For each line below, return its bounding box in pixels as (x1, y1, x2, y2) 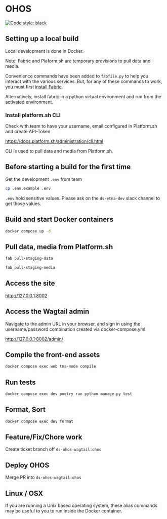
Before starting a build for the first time (5, 163, 131, 171)
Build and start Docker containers (5, 215, 114, 224)
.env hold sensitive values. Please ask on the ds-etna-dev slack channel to (5, 195, 160, 201)
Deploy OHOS (5, 461, 50, 469)
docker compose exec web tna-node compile (5, 364, 96, 369)
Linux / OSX (5, 489, 44, 498)
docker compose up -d (5, 228, 51, 233)
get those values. (5, 201, 41, 207)
